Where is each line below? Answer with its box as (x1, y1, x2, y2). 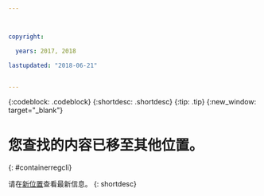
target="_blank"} (8, 105, 64, 116)
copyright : (8, 33, 45, 41)
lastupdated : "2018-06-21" (8, 61, 98, 69)
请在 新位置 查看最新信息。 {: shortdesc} (8, 179, 137, 189)
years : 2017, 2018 (15, 47, 77, 55)
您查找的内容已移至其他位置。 (8, 136, 204, 154)
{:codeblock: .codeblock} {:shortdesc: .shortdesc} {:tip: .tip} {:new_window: (8, 97, 257, 107)
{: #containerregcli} (8, 163, 72, 172)
